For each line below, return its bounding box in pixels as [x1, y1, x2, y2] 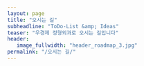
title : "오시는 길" [7, 16, 57, 23]
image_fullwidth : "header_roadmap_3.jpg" [16, 42, 138, 49]
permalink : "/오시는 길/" [7, 49, 76, 56]
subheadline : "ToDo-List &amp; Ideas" [7, 23, 119, 30]
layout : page [7, 10, 45, 17]
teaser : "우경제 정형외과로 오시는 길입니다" [7, 29, 119, 36]
